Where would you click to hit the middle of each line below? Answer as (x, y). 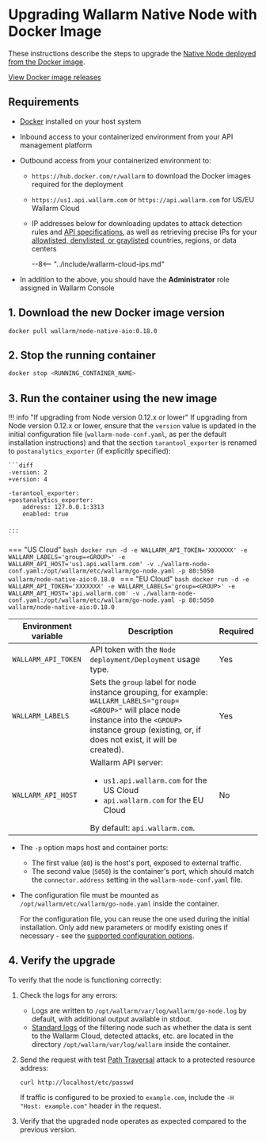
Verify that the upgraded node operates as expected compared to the (133, 1121)
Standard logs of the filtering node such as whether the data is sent (141, 1027)
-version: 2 (28, 473)
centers (44, 248)
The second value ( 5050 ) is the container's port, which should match (143, 872)
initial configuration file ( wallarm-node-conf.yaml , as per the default (118, 435)
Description (150, 631)
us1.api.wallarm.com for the (155, 780)
